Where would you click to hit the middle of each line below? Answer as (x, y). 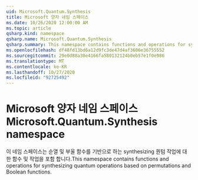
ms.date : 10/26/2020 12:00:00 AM (47, 22)
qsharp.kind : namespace (35, 34)
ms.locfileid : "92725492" (38, 78)
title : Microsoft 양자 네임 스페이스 (47, 17)
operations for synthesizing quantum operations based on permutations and (99, 166)
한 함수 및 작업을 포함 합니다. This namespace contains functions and (88, 159)
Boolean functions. (29, 172)
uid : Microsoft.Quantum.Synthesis (49, 12)
